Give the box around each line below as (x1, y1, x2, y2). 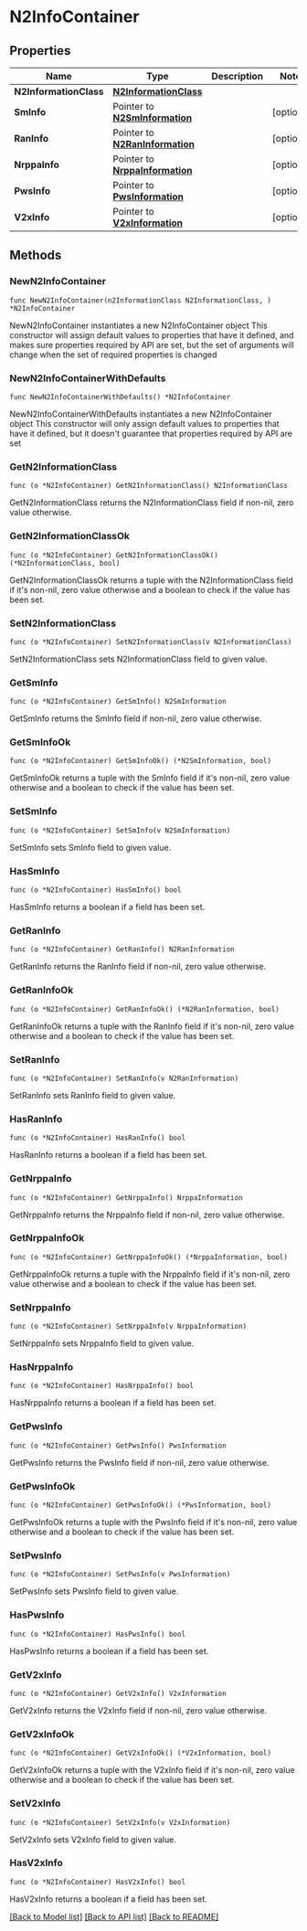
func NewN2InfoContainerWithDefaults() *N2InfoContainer (9, 392, 231, 401)
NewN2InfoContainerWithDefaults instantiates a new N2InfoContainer (9, 408, 272, 419)
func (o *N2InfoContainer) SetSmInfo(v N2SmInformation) (9, 825, 231, 835)
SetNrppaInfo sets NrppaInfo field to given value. (9, 1338, 195, 1349)
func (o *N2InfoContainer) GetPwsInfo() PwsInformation (9, 1441, 227, 1450)
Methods (9, 248, 62, 263)
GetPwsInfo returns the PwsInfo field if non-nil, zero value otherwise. (9, 1457, 270, 1468)
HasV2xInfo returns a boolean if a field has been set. (9, 1894, 207, 1904)
